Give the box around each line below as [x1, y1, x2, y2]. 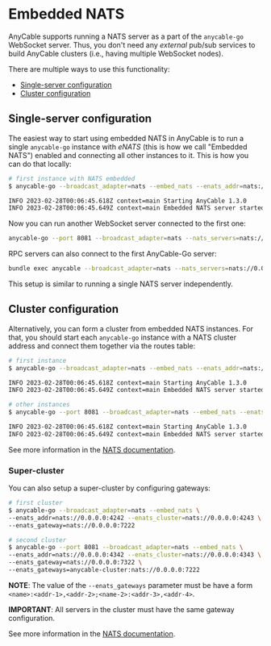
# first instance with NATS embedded [8, 174, 135, 182]
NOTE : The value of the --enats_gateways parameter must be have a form [8, 580, 253, 590]
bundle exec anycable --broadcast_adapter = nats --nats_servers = [8, 265, 229, 273]
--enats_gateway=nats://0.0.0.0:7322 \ [8, 558, 143, 567]
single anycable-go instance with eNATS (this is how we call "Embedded [8, 142, 248, 152]
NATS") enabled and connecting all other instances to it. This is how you [8, 150, 249, 160]
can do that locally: [8, 159, 72, 169]
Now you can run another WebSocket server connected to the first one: [8, 219, 246, 228]
